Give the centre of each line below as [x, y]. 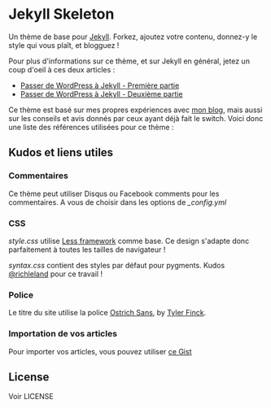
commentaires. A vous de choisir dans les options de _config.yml [118, 202]
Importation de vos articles [63, 334]
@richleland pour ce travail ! [56, 274]
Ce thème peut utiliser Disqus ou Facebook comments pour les [114, 193]
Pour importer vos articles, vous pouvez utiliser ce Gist [100, 351]
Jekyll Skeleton [61, 14]
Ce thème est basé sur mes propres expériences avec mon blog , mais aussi [135, 110]
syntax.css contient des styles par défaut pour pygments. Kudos [117, 265]
